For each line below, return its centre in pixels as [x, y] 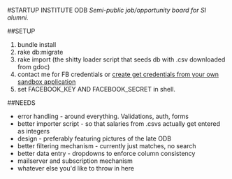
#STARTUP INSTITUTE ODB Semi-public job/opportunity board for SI [107, 10]
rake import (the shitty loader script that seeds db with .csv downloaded [121, 59]
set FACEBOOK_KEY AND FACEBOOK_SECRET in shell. [96, 89]
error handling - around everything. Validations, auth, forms [103, 116]
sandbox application [46, 82]
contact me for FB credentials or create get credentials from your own [118, 74]
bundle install [37, 44]
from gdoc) [34, 67]
